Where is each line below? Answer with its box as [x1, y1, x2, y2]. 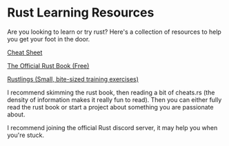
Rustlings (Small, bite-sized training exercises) [7, 74, 139, 83]
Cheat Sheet [7, 48, 43, 56]
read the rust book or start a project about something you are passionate [7, 103, 214, 111]
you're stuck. [7, 131, 45, 139]
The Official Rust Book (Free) [7, 61, 90, 70]
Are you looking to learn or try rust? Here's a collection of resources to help [7, 28, 222, 36]
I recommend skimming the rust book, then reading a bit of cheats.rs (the [7, 88, 215, 96]
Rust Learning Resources [7, 5, 155, 21]
